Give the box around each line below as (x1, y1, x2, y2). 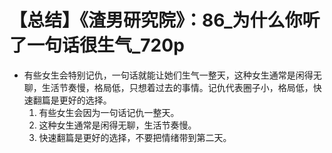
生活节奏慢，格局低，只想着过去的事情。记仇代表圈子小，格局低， (41, 81, 314, 93)
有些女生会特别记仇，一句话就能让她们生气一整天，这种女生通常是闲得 (23, 69, 314, 81)
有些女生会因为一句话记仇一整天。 (38, 106, 180, 118)
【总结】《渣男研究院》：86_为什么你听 (9, 9, 321, 32)
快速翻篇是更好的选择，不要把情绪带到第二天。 (38, 131, 232, 143)
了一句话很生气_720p (9, 34, 185, 57)
